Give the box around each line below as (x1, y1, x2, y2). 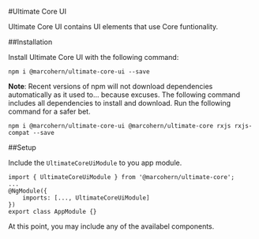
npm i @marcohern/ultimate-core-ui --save (8, 68, 150, 76)
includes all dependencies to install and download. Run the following (8, 99, 231, 107)
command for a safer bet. (8, 106, 91, 116)
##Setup (8, 143, 37, 152)
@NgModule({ (8, 187, 47, 195)
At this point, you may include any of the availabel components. (8, 222, 215, 231)
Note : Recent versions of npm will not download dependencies (8, 82, 213, 91)
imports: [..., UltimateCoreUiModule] (22, 194, 150, 202)
